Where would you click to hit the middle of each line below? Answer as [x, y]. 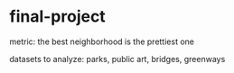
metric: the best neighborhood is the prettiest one [102, 41]
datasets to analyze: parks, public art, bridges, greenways [117, 59]
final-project [57, 17]
